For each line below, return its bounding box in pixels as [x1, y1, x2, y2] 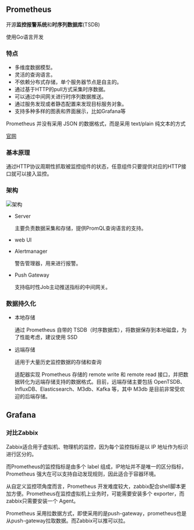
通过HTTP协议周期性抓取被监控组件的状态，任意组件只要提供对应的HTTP [6, 163, 182, 170]
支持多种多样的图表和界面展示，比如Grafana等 [14, 108, 126, 115]
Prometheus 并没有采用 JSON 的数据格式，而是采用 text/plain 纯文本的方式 [6, 120, 186, 128]
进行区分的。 [6, 450, 37, 457]
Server [14, 212, 31, 219]
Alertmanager [14, 247, 48, 254]
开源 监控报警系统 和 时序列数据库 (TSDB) [6, 20, 100, 28]
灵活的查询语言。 [14, 71, 56, 78]
